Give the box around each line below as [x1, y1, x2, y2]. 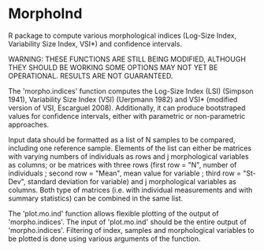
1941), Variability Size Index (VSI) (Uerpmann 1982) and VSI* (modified [8, 94, 238, 104]
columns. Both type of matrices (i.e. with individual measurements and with [8, 185, 253, 194]
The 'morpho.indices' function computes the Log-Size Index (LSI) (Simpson [8, 86, 254, 95]
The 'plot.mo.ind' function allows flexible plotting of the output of [8, 209, 219, 218]
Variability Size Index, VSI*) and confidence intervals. [8, 39, 183, 48]
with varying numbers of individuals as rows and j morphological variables [8, 151, 250, 161]
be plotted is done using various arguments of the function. [8, 234, 201, 243]
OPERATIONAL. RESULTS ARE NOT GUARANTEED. [8, 71, 173, 80]
